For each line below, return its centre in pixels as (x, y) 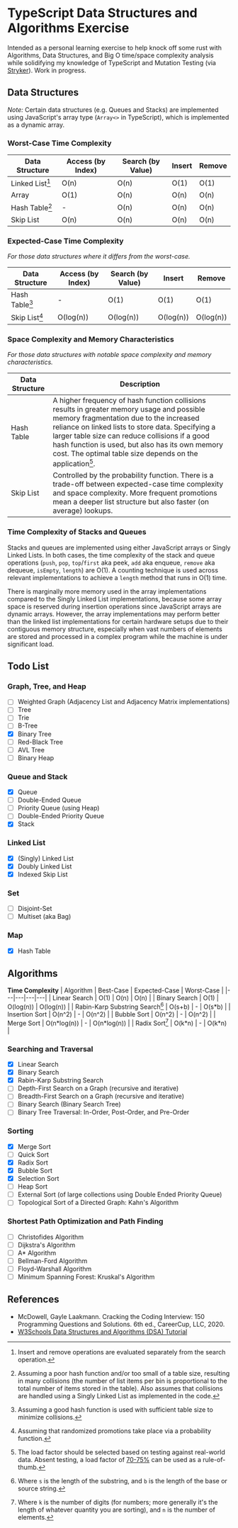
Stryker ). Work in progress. (47, 70)
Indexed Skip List (43, 874)
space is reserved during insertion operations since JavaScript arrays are (114, 606)
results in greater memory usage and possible (129, 409)
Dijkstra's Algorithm (46, 1245)
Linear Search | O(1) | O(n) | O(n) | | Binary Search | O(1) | (136, 998)
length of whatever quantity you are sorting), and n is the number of (117, 1510)
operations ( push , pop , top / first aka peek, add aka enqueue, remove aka (111, 562)
